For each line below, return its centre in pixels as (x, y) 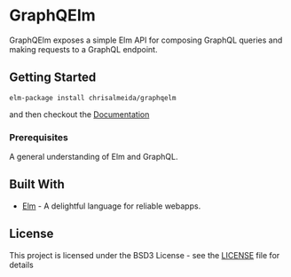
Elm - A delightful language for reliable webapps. (111, 206)
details (21, 265)
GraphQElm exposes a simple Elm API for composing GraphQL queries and (146, 40)
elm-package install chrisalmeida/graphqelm (93, 98)
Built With (37, 184)
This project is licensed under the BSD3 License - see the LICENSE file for (145, 255)
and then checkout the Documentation (79, 114)
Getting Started (53, 78)
